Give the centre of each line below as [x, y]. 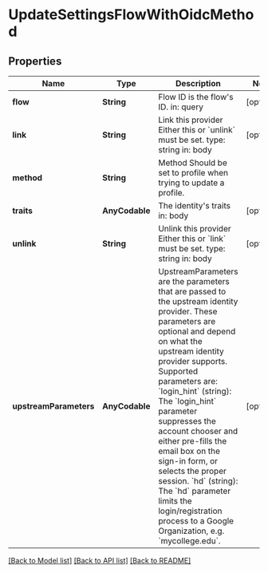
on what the [181, 341]
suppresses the [187, 421]
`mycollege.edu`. [189, 541]
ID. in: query [181, 107]
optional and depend [197, 331]
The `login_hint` [187, 401]
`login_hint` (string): [195, 391]
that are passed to [192, 291]
